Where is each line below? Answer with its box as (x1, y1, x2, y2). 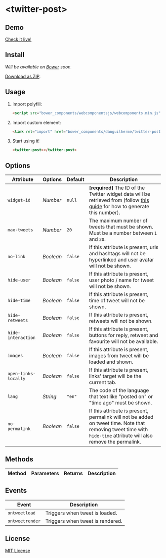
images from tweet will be (89, 352, 149, 359)
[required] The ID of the (89, 184, 145, 191)
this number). (89, 209, 120, 216)
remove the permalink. (89, 439, 141, 446)
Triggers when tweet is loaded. (45, 509, 118, 516)
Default (66, 176, 85, 183)
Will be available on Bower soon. (5, 63, 72, 70)
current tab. (89, 379, 117, 386)
